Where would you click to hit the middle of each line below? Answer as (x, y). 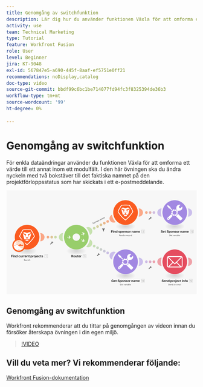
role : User (20, 51)
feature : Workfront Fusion (40, 45)
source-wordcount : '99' (36, 102)
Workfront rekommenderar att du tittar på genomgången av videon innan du (101, 326)
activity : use (24, 25)
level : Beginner (27, 58)
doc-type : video (27, 83)
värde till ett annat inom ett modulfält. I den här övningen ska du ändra (94, 169)
